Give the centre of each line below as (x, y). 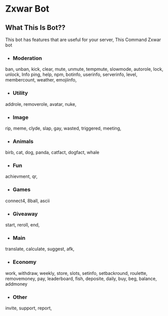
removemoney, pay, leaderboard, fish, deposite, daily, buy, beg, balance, (81, 279)
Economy (25, 262)
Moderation (27, 58)
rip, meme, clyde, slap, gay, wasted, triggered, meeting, (63, 128)
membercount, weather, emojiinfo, (41, 80)
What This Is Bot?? (35, 28)
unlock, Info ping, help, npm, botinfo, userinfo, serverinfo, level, (71, 74)
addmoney (16, 284)
